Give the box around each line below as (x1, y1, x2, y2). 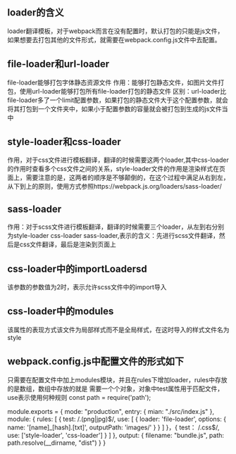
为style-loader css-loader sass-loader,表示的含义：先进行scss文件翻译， (7, 232, 220, 240)
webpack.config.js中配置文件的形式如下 (7, 355, 185, 367)
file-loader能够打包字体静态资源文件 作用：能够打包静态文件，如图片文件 (7, 78, 218, 87)
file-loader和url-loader (7, 58, 110, 70)
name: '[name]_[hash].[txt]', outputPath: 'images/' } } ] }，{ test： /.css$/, (7, 423, 220, 431)
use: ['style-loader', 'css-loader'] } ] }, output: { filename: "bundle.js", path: (7, 431, 224, 439)
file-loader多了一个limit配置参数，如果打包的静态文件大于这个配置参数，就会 (7, 96, 229, 104)
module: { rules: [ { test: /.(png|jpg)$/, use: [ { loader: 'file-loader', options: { (7, 415, 227, 423)
